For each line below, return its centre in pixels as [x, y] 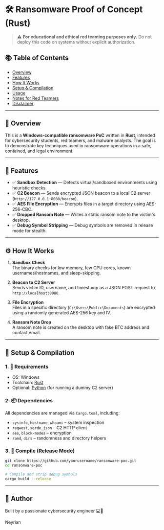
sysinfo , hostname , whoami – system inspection [58, 423]
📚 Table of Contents [37, 58]
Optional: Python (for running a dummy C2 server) [62, 388]
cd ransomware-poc [24, 465]
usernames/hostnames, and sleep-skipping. [56, 273]
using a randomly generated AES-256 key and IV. [61, 313]
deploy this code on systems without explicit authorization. [76, 42]
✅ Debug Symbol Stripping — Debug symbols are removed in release [82, 225]
